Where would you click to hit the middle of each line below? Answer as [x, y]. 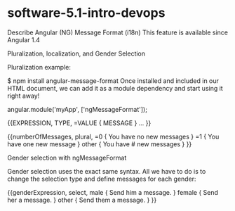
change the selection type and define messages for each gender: [102, 179]
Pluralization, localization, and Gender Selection [76, 53]
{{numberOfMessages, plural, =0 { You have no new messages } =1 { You [113, 136]
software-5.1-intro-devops [86, 13]
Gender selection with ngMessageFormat [67, 158]
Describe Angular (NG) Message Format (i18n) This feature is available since [117, 32]
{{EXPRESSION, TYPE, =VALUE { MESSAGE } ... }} [79, 123]
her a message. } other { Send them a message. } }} [82, 200]
